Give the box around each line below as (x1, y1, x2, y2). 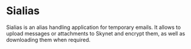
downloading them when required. (6, 36, 91, 43)
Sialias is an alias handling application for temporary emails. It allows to (6, 24, 181, 31)
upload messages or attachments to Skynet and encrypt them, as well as (6, 30, 186, 37)
